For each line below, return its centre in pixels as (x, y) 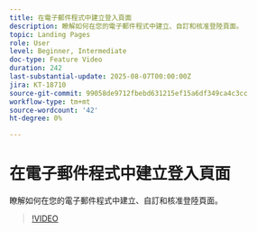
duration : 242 (36, 69)
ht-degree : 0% (36, 118)
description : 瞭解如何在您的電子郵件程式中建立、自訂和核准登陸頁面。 (126, 26)
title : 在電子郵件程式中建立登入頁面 (71, 18)
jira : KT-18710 (38, 85)
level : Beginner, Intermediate (68, 51)
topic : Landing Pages (50, 34)
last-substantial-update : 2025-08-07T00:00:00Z (101, 77)
